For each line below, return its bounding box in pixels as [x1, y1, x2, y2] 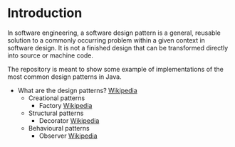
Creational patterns [28, 94, 85, 102]
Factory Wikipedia [38, 101, 93, 109]
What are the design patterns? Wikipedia [17, 86, 137, 94]
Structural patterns [28, 109, 84, 117]
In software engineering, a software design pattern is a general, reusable [7, 28, 221, 37]
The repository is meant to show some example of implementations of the [7, 65, 224, 73]
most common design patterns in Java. [7, 72, 122, 81]
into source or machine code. [7, 51, 94, 60]
